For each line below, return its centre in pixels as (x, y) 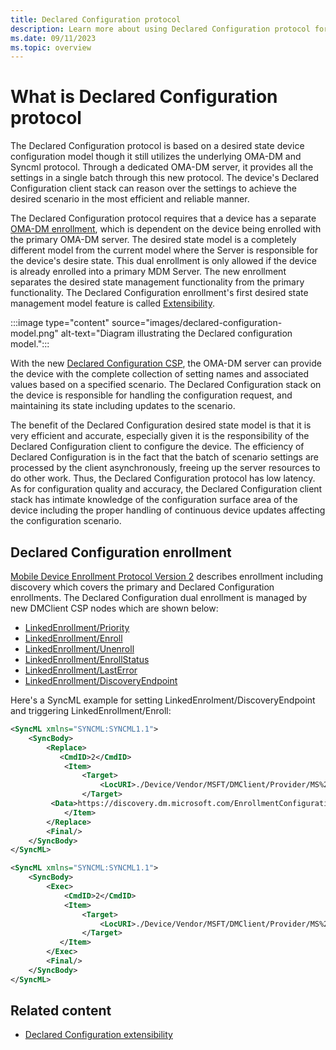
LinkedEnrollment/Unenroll (79, 649)
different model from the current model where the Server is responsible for (164, 250)
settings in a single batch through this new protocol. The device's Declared (165, 178)
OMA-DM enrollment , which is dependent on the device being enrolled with (166, 229)
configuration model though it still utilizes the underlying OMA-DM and (156, 157)
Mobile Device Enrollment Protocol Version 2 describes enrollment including (167, 576)
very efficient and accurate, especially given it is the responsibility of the (160, 436)
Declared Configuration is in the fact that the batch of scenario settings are (164, 457)
